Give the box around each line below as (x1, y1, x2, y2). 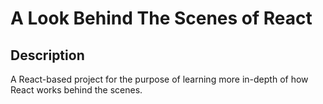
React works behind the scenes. (10, 84, 143, 96)
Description (10, 47, 85, 64)
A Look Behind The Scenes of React (10, 7, 313, 30)
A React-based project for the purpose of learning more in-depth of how (10, 73, 309, 85)
